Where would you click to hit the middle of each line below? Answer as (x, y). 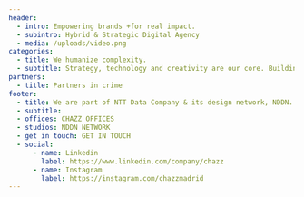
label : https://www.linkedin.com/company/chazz (132, 161)
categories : (31, 52)
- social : (35, 144)
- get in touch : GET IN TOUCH (74, 136)
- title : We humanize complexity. (82, 60)
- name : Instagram (67, 170)
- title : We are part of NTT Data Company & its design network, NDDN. (155, 102)
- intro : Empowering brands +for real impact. (106, 26)
